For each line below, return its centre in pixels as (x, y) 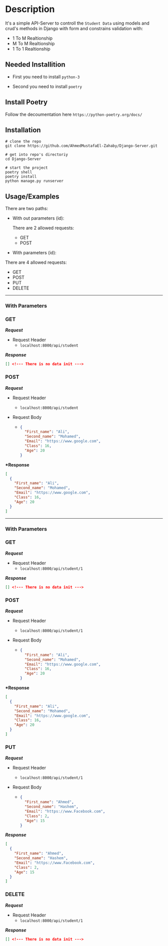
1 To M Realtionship (32, 38)
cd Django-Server (23, 159)
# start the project (27, 168)
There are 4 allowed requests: (36, 262)
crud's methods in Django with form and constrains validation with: (74, 28)
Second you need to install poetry (47, 86)
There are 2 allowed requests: (43, 228)
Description (30, 9)
